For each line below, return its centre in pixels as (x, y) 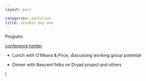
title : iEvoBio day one (29, 23)
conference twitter (24, 46)
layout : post (18, 9)
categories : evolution (28, 18)
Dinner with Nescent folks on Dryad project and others (67, 65)
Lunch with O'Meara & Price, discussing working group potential (77, 55)
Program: (14, 36)
